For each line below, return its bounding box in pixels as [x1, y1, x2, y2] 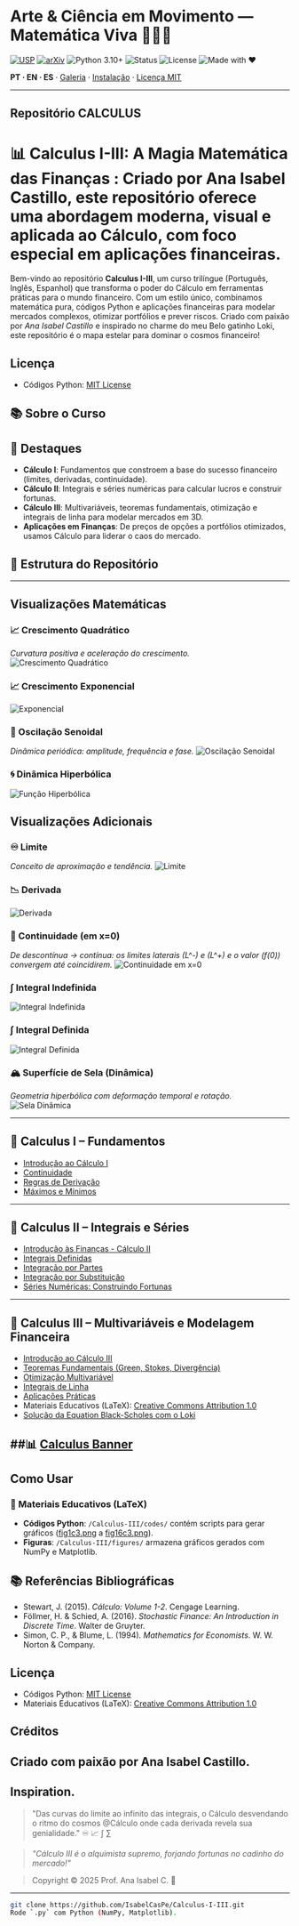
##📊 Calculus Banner [10, 1437, 133, 1452]
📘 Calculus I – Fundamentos [10, 1134, 166, 1149]
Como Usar [10, 1471, 74, 1487]
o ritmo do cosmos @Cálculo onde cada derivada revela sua [31, 1817, 253, 1828]
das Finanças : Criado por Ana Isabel [10, 168, 286, 189]
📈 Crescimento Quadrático [10, 625, 130, 637]
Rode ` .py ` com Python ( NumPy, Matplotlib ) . [10, 1908, 177, 1918]
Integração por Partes [22, 1262, 103, 1273]
